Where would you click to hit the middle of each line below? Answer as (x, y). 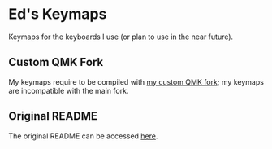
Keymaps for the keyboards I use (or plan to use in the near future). (121, 37)
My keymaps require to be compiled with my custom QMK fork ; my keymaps (136, 81)
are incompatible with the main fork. (69, 90)
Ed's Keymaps (58, 14)
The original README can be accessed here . (83, 136)
